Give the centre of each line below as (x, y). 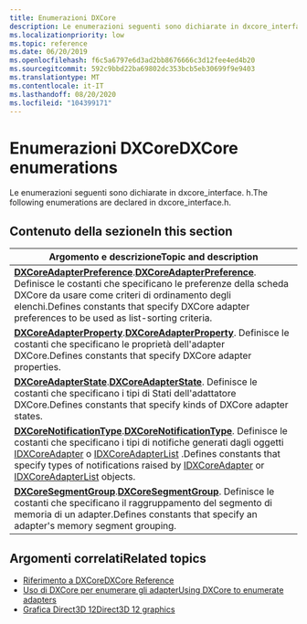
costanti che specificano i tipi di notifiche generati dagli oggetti (149, 442)
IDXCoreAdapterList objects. (75, 477)
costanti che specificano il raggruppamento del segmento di (143, 503)
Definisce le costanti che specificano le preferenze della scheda (152, 284)
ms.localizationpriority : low (67, 35)
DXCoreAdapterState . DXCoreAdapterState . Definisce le (136, 382)
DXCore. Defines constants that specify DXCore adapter (133, 355)
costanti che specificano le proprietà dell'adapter (120, 344)
